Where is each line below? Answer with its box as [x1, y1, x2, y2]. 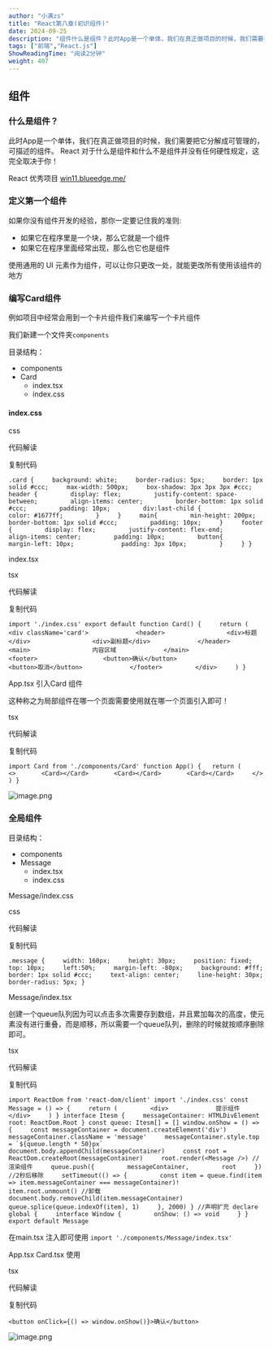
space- [215, 491, 238, 499]
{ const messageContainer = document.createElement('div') [8, 1126, 227, 1134]
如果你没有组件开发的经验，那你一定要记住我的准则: [8, 215, 182, 225]
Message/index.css [8, 890, 74, 900]
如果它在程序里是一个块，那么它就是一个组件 [19, 232, 171, 242]
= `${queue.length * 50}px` [8, 1140, 104, 1148]
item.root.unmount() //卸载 [8, 1187, 102, 1195]
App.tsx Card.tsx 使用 [8, 1249, 81, 1259]
